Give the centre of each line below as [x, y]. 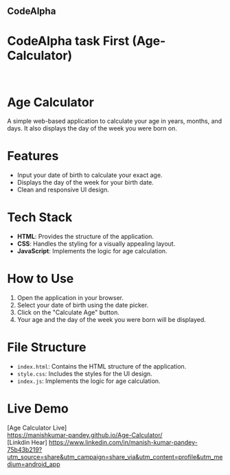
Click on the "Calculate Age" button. [68, 312]
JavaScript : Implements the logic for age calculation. [92, 251]
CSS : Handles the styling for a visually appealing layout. [96, 244]
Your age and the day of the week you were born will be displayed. [111, 320]
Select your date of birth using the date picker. [83, 305]
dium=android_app [34, 464]
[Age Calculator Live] [37, 428]
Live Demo [38, 409]
